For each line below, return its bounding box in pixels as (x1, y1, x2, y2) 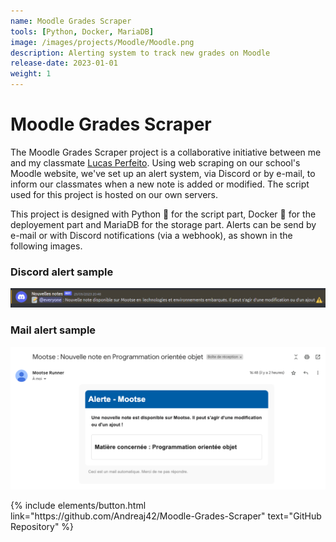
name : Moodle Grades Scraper (10, 16, 132, 26)
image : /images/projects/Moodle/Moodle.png (10, 37, 195, 47)
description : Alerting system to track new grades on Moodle (10, 48, 271, 58)
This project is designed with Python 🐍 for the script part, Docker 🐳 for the (10, 208, 317, 220)
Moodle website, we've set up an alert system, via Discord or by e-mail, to (10, 167, 316, 179)
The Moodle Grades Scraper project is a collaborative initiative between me (10, 146, 322, 158)
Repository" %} (10, 521, 75, 533)
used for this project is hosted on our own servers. (10, 188, 219, 200)
